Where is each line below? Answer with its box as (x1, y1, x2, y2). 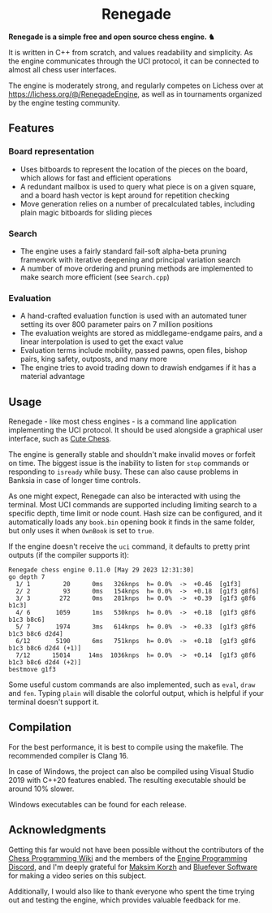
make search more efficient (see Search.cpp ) (19, 272, 171, 281)
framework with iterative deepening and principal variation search (19, 254, 241, 264)
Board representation (8, 146, 95, 157)
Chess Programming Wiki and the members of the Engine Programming (8, 853, 248, 863)
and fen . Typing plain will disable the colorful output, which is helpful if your (8, 689, 264, 698)
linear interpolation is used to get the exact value (19, 337, 184, 346)
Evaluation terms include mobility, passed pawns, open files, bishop (19, 346, 248, 355)
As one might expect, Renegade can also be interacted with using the (8, 491, 241, 501)
